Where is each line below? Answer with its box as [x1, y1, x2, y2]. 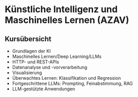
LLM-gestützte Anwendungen [12, 86, 75, 92]
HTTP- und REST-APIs [12, 59, 60, 64]
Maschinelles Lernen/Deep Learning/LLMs [12, 53, 102, 59]
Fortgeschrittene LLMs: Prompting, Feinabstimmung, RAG [12, 80, 133, 86]
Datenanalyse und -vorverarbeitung [12, 64, 88, 70]
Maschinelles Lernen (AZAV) [5, 14, 129, 26]
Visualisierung [12, 70, 42, 76]
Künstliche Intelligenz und [5, 4, 118, 15]
